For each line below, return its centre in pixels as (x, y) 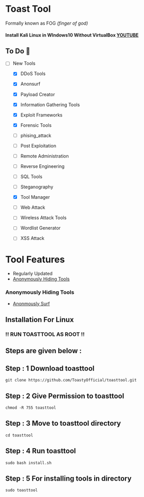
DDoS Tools (33, 74)
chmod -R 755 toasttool (31, 408)
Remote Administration (45, 156)
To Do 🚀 (18, 51)
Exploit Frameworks (41, 115)
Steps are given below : (44, 351)
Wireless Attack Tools (43, 218)
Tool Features (35, 259)
